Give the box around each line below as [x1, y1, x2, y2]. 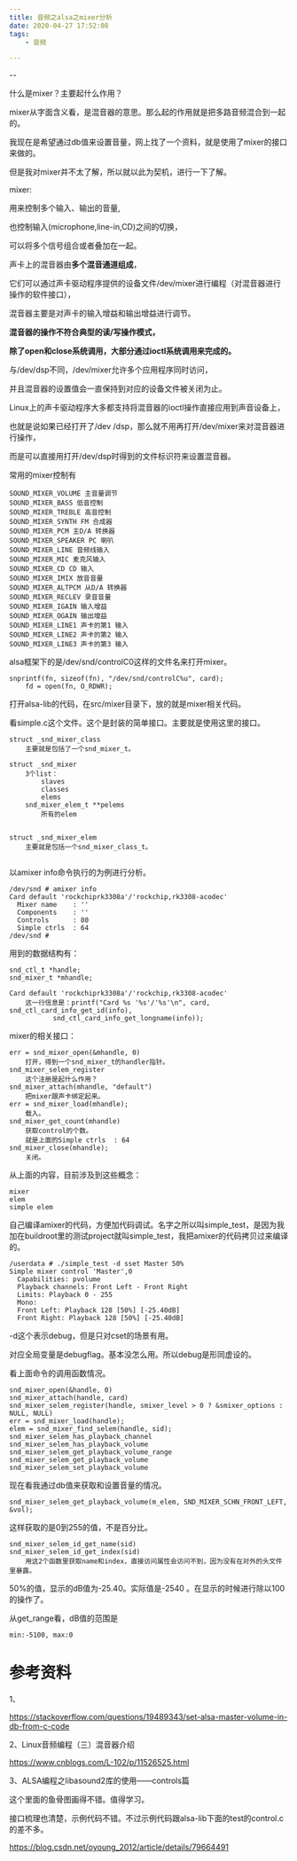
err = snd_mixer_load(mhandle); [9, 1100, 129, 1109]
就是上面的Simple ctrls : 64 [25, 1136, 130, 1145]
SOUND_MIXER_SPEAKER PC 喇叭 [9, 536, 114, 545]
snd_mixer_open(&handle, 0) [9, 1386, 113, 1395]
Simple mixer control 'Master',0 [9, 1267, 133, 1277]
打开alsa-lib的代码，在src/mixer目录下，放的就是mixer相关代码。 [9, 699, 246, 709]
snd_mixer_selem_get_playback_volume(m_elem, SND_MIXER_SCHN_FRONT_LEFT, [9, 1497, 288, 1507]
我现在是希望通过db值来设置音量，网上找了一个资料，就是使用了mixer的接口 [9, 137, 288, 147]
